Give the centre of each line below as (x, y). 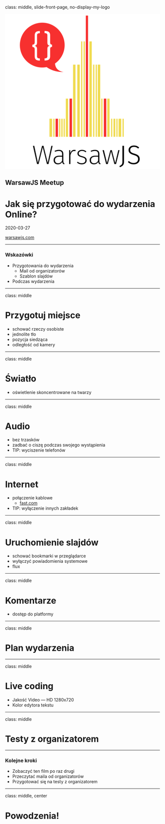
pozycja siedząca (30, 339)
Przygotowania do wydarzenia (43, 266)
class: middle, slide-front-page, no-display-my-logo (57, 7)
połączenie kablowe (32, 498)
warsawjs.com (20, 238)
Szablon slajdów (36, 276)
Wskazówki (19, 255)
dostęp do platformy (33, 614)
